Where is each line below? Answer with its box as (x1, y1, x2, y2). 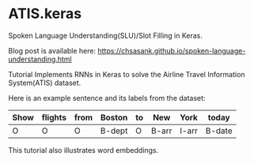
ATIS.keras (8, 5, 82, 23)
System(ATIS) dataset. (8, 78, 82, 87)
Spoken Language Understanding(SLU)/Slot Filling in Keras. (8, 31, 203, 40)
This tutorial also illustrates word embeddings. (8, 145, 159, 154)
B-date (205, 125, 233, 136)
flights (41, 112, 67, 123)
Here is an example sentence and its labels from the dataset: (8, 93, 206, 102)
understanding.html (8, 54, 73, 64)
